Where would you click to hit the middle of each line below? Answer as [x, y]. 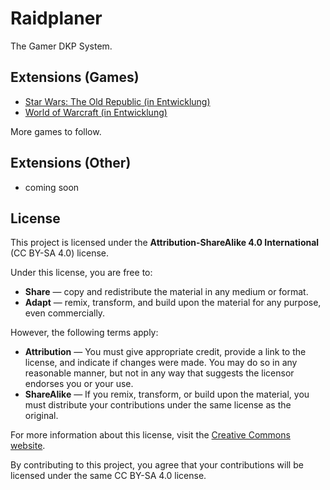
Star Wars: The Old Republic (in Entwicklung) [117, 101]
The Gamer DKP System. [61, 46]
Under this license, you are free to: [81, 273]
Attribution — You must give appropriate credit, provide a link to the [165, 352]
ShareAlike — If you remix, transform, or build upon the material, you [167, 394]
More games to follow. [56, 131]
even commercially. [65, 313]
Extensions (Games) [75, 77]
